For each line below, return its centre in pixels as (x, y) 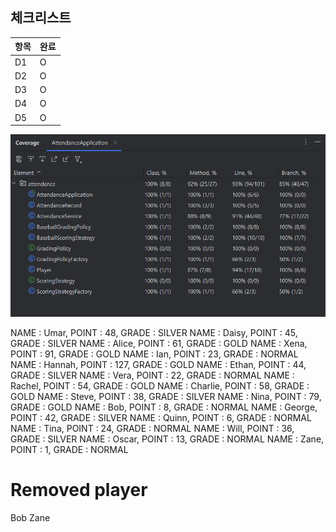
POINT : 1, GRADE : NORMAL (69, 449)
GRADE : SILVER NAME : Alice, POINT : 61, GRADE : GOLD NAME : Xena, (159, 343)
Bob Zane (30, 517)
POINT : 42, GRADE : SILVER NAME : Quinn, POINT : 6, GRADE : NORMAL (161, 417)
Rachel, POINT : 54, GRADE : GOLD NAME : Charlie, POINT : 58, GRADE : (160, 385)
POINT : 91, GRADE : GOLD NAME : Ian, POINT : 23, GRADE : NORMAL (154, 354)
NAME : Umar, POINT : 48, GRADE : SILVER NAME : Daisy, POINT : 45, (154, 332)
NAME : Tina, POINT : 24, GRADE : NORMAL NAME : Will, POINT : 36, (152, 428)
